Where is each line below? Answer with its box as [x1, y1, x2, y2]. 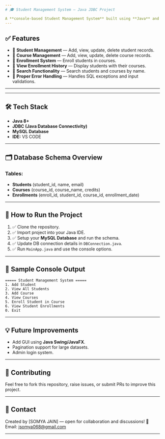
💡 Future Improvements [5, 326, 79, 334]
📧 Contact [5, 406, 36, 414]
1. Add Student [5, 282, 36, 287]
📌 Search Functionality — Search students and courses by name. [12, 68, 146, 74]
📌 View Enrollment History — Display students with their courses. [12, 63, 146, 69]
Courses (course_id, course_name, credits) [12, 187, 101, 192]
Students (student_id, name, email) [12, 181, 84, 187]
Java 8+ [12, 118, 29, 124]
